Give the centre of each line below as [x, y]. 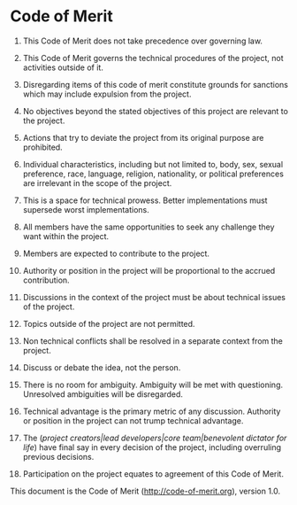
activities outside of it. [63, 67]
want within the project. [66, 236]
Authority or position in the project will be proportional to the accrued [149, 270]
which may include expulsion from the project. [107, 94]
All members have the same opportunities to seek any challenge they [148, 227]
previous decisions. [58, 456]
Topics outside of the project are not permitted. [109, 323]
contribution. [46, 280]
